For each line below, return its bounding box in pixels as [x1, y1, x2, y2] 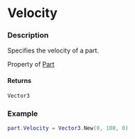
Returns [7, 77, 32, 85]
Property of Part [7, 60, 55, 69]
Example [7, 109, 38, 118]
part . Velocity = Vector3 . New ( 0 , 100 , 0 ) [7, 124, 129, 132]
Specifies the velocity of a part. [7, 46, 99, 55]
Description [7, 30, 49, 40]
